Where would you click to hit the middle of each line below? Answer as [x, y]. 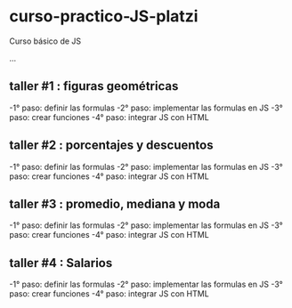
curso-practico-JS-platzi [104, 16]
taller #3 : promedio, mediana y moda [115, 203]
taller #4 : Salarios [61, 263]
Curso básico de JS [45, 41]
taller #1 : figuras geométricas [94, 86]
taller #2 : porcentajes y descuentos [111, 146]
